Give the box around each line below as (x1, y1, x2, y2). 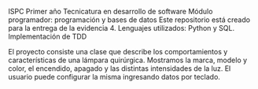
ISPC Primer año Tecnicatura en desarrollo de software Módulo (8, 7, 213, 16)
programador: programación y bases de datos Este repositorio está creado (8, 15, 250, 24)
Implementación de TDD (8, 32, 87, 41)
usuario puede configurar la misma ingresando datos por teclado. (8, 72, 220, 81)
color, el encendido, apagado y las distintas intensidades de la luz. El (8, 64, 231, 73)
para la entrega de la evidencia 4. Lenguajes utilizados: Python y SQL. (8, 24, 234, 32)
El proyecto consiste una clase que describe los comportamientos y (8, 47, 228, 56)
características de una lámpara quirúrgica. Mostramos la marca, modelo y (8, 55, 248, 65)
